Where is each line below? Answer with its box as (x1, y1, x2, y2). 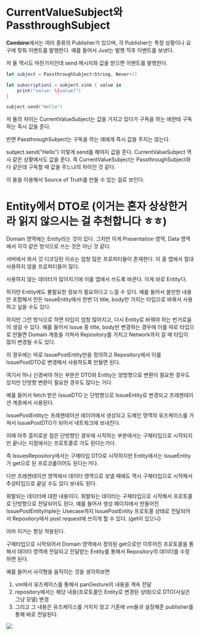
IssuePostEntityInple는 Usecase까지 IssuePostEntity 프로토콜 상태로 (6, 508, 170, 515)
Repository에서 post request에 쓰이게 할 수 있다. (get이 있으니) (12, 515, 161, 522)
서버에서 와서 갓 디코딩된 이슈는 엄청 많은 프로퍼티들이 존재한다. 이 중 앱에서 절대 (6, 256, 194, 263)
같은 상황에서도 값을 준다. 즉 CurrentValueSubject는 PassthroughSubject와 (12, 156, 191, 163)
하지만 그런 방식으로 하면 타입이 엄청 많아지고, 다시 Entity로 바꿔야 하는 (6, 316, 171, 323)
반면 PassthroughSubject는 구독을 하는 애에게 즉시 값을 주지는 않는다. (6, 136, 170, 143)
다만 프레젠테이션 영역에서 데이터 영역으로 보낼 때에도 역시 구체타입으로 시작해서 (6, 472, 193, 479)
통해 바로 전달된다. (14, 611, 59, 618)
